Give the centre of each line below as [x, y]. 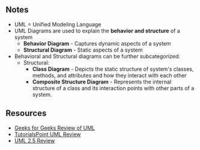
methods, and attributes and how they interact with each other [109, 75]
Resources [26, 113]
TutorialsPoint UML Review [48, 134]
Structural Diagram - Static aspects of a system [83, 50]
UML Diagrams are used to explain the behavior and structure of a [97, 31]
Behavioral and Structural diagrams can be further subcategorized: [97, 56]
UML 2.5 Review [35, 140]
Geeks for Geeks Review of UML [55, 128]
